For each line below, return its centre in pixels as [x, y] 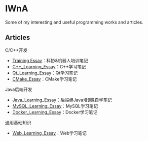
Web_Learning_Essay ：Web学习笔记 [49, 133]
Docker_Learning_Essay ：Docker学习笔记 [55, 112]
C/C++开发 [17, 50]
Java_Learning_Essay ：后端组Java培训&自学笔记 [62, 100]
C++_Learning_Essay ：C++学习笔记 [49, 66]
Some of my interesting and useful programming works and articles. [74, 22]
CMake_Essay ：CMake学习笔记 [44, 79]
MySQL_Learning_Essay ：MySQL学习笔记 [55, 106]
